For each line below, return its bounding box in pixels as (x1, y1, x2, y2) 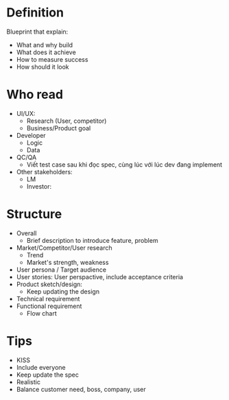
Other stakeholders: (16, 167, 73, 176)
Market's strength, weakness (26, 258, 109, 266)
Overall (16, 228, 37, 237)
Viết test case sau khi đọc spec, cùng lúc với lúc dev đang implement (26, 160, 223, 169)
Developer (16, 131, 46, 139)
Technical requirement (16, 294, 80, 303)
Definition (6, 5, 64, 21)
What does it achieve (16, 48, 76, 56)
